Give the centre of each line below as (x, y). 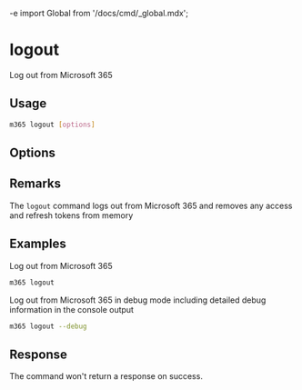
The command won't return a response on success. (106, 376)
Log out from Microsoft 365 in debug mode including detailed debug (138, 300)
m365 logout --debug (49, 326)
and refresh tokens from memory (71, 215)
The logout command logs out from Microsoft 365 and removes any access (151, 205)
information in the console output (72, 309)
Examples (38, 244)
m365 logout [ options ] (52, 125)
